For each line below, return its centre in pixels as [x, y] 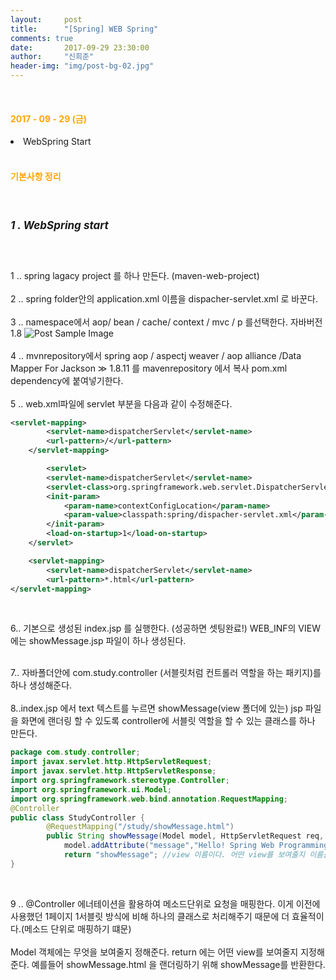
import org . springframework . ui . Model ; [91, 789]
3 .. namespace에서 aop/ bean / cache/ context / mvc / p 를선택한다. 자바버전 [166, 322]
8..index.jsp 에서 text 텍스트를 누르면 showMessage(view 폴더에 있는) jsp [156, 708]
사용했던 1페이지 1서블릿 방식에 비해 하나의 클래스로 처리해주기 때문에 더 [150, 916]
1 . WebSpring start [59, 226]
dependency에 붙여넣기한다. [67, 380]
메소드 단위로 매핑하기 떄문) [78, 928]
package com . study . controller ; [75, 752]
